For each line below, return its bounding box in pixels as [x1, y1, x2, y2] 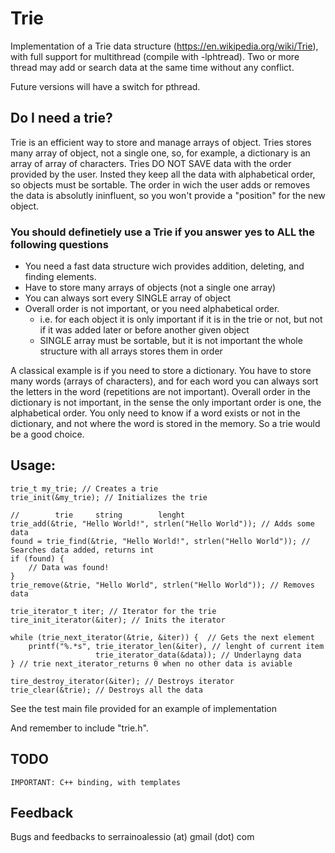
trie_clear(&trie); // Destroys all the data [10, 685, 203, 695]
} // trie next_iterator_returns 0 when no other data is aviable [10, 658, 293, 669]
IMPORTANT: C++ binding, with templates [10, 777, 182, 787]
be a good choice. [10, 428, 85, 441]
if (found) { [10, 553, 65, 564]
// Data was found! [28, 562, 110, 572]
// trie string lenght [10, 510, 186, 520]
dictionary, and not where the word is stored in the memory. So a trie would [10, 418, 321, 430]
